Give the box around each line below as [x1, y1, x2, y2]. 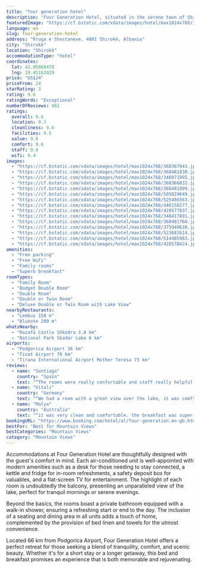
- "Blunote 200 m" [11, 318, 58, 324]
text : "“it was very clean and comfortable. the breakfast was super [17, 412, 193, 418]
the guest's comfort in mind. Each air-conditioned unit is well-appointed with [6, 457, 194, 464]
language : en [6, 25, 39, 32]
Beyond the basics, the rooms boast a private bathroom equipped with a [6, 500, 183, 507]
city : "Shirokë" [6, 42, 46, 48]
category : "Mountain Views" [6, 435, 76, 441]
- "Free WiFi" [11, 257, 46, 263]
